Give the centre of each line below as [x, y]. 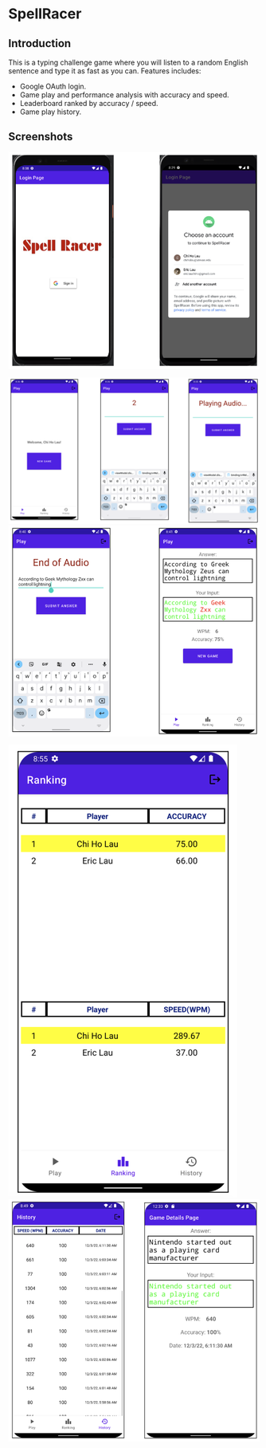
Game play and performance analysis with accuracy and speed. [124, 95]
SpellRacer [45, 14]
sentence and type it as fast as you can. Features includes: [105, 71]
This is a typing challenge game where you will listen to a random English [128, 62]
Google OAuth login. [53, 86]
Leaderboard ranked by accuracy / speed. [89, 103]
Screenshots [41, 137]
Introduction [40, 43]
